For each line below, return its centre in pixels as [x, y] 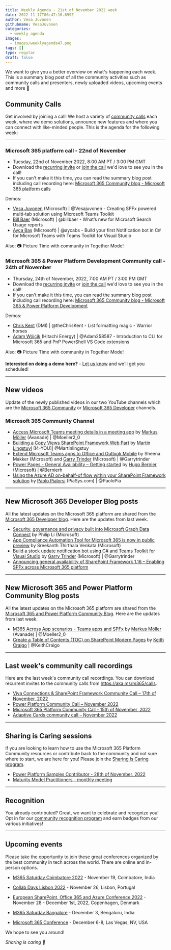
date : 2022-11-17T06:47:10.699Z [39, 15]
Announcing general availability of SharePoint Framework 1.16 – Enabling [88, 561]
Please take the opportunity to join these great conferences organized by [82, 857]
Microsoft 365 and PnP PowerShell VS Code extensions [71, 342]
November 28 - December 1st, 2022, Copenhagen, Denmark [76, 903]
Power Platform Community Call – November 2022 [65, 704]
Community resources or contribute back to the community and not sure [81, 754]
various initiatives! [24, 824]
